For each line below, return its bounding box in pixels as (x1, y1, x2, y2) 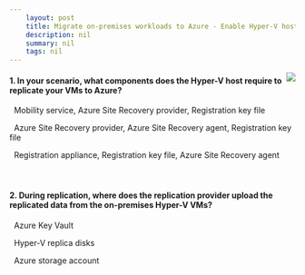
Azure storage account (13, 255, 100, 266)
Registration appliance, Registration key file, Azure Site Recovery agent (13, 150, 280, 161)
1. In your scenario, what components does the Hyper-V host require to (9, 74, 282, 86)
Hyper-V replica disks (13, 237, 95, 248)
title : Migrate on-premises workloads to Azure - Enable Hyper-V (25, 22, 279, 31)
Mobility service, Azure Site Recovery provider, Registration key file (13, 105, 266, 116)
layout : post (25, 13, 75, 23)
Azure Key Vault (13, 220, 74, 231)
